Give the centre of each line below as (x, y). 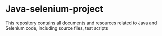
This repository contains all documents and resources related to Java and (81, 23)
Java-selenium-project (54, 9)
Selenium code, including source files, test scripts (57, 28)
